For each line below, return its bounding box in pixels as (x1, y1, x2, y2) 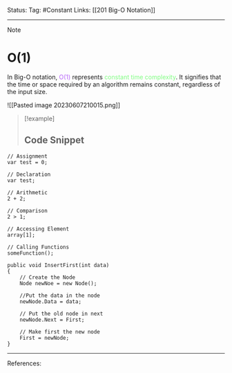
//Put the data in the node (19, 292, 100, 299)
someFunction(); (7, 249, 54, 257)
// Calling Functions (7, 244, 70, 251)
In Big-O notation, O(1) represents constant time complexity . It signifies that (7, 73, 222, 81)
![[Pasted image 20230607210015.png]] (7, 100, 121, 109)
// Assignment (7, 152, 48, 160)
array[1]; (7, 231, 36, 238)
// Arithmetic (7, 189, 48, 196)
